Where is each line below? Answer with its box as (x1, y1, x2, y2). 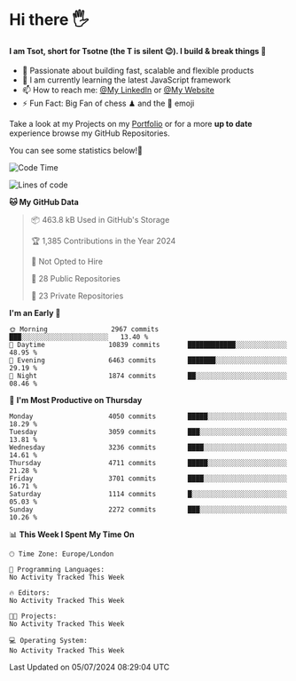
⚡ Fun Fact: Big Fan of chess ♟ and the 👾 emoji (21, 98, 195, 109)
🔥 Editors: (9, 589, 51, 598)
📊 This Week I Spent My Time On (9, 529, 135, 540)
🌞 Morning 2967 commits (9, 325, 160, 334)
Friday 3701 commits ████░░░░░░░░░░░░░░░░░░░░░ (9, 474, 288, 483)
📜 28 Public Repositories (30, 273, 121, 284)
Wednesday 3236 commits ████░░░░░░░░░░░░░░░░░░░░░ (9, 443, 288, 452)
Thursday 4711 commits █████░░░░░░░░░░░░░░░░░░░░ (9, 459, 288, 468)
